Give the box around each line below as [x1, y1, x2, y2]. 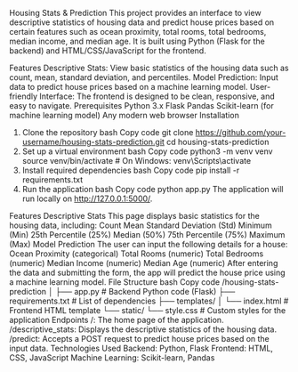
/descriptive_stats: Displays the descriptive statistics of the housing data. [9, 324, 278, 335]
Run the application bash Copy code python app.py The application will [21, 184, 284, 194]
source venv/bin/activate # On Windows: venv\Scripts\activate [21, 156, 252, 166]
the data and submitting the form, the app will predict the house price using [9, 267, 286, 278]
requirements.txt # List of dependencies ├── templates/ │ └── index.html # [9, 295, 289, 306]
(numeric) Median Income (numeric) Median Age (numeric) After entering [9, 258, 278, 268]
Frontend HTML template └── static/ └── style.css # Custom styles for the [9, 305, 286, 315]
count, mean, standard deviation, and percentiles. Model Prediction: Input [9, 72, 278, 83]
